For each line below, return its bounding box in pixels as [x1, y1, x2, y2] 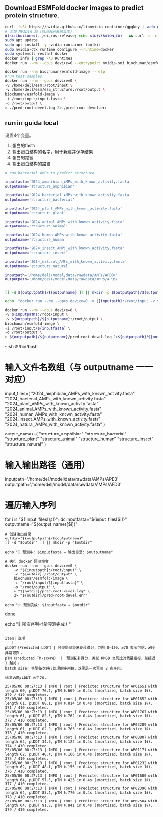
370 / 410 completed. [5, 692, 49, 697]
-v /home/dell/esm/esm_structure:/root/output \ [5, 87, 105, 92]
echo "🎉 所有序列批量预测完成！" [5, 621, 71, 626]
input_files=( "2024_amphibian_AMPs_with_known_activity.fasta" [5, 391, 135, 397]
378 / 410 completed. [5, 794, 49, 799]
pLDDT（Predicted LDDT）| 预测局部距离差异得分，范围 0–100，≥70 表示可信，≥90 [5, 645, 155, 650]
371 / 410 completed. [5, 705, 49, 710]
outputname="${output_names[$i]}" [5, 521, 78, 527]
